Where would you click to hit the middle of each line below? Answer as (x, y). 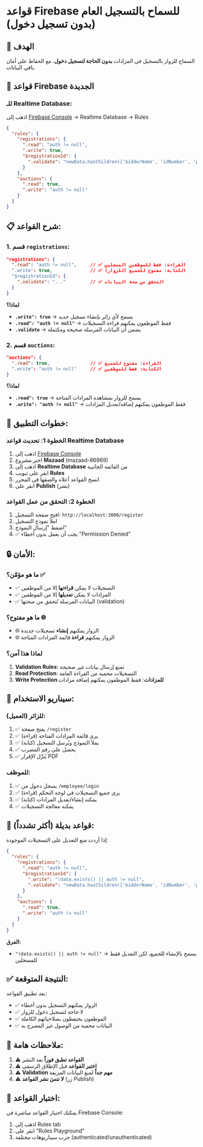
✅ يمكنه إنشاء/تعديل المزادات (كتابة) (56, 799)
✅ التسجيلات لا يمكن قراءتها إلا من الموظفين (65, 588)
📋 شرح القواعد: (34, 226)
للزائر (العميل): (26, 716)
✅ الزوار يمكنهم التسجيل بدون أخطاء (56, 1005)
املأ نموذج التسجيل (36, 521)
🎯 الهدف (20, 46)
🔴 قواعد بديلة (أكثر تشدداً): (50, 826)
